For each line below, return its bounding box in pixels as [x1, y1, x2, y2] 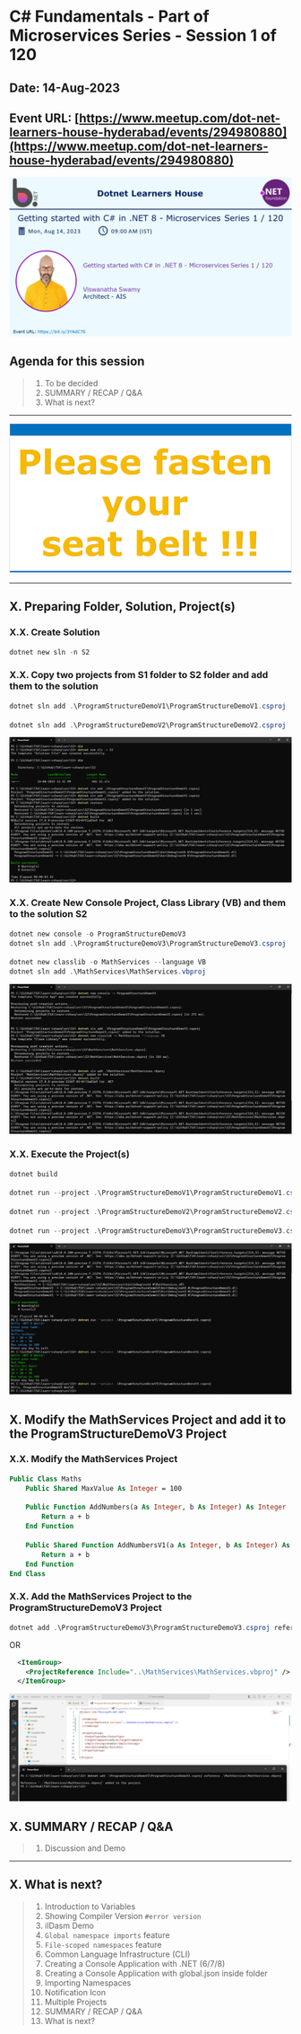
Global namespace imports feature [44, 1929, 170, 1941]
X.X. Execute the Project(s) [9, 1148, 130, 1160]
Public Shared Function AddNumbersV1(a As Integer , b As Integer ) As [25, 1540, 291, 1550]
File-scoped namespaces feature [44, 1939, 163, 1950]
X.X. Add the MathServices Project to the [9, 1590, 193, 1603]
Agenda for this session [9, 354, 145, 369]
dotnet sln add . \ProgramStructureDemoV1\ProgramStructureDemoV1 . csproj [9, 701, 287, 710]
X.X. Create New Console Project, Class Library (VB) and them [9, 896, 287, 909]
